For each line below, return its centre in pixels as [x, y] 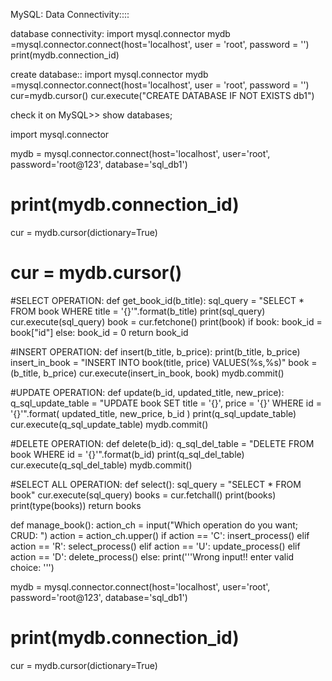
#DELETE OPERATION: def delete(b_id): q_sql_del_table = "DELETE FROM [162, 443]
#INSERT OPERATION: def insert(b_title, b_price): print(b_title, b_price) [155, 351]
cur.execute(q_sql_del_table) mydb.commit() [101, 465]
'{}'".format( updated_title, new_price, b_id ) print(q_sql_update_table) [153, 413]
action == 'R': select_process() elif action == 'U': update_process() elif [155, 546]
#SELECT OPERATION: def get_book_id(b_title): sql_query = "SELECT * [157, 300]
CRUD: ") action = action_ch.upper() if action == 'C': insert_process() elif [160, 535]
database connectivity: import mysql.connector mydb [120, 33]
